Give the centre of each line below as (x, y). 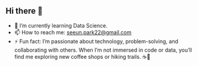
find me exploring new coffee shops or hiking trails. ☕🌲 (82, 56)
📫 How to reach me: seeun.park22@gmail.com (73, 32)
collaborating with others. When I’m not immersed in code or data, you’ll (103, 50)
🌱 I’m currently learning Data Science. (61, 25)
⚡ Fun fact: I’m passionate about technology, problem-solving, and (96, 41)
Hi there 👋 (24, 11)
